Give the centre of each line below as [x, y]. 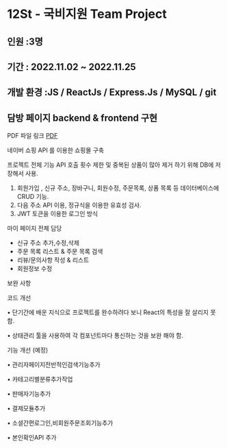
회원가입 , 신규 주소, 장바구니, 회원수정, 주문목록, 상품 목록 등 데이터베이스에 [118, 188]
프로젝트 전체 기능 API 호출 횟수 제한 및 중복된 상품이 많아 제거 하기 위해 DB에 [110, 165]
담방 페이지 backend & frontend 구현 [82, 118]
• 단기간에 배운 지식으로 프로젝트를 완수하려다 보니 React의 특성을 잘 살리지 [108, 312]
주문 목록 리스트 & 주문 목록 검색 [60, 252]
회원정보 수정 [35, 269]
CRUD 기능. [33, 197]
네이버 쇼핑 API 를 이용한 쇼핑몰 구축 [56, 150]
